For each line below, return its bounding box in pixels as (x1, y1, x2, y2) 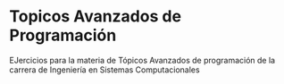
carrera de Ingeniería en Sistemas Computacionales (9, 64, 200, 75)
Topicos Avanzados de (9, 6, 181, 27)
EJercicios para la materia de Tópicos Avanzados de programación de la (9, 55, 275, 65)
